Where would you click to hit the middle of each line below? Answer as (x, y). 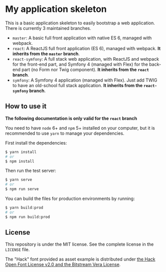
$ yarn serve (19, 180)
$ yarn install (21, 152)
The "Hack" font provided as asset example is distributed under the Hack (80, 259)
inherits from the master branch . (46, 54)
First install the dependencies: (36, 143)
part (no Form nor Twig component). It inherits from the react (85, 69)
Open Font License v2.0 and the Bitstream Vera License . (63, 265)
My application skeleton (56, 9)
